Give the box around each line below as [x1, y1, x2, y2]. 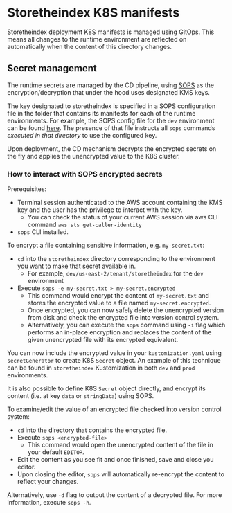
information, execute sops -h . [7, 498, 91, 507]
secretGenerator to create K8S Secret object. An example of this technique [7, 357, 221, 365]
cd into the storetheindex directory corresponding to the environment [17, 255, 216, 263]
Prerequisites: [7, 185, 47, 193]
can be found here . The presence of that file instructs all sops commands [7, 123, 215, 132]
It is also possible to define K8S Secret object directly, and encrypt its [7, 384, 206, 393]
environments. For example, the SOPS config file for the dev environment [7, 116, 215, 125]
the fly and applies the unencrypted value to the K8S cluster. [7, 152, 180, 160]
